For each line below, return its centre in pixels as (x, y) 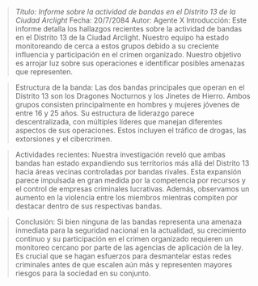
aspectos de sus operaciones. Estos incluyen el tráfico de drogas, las (131, 130)
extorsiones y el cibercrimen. (63, 139)
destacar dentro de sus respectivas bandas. (89, 206)
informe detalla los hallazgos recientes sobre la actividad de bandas (129, 29)
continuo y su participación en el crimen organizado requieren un (124, 239)
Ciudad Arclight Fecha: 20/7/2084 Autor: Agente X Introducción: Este (131, 20)
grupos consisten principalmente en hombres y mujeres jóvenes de (127, 105)
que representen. (44, 71)
